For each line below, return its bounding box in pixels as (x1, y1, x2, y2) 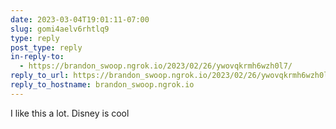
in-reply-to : (10, 52, 65, 62)
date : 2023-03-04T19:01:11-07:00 (10, 14, 150, 25)
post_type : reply (10, 42, 83, 53)
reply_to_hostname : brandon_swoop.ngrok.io (10, 80, 195, 90)
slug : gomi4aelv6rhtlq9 (10, 24, 110, 34)
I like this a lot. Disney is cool (10, 107, 130, 119)
